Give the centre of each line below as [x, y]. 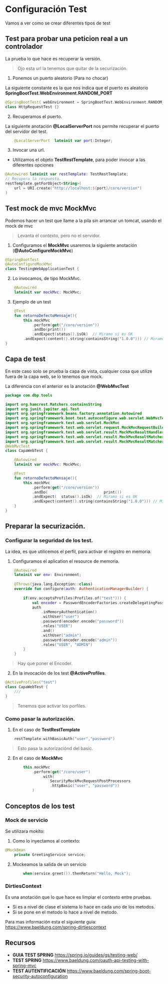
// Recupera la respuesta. [33, 179]
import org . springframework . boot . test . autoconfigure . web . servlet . [76, 418]
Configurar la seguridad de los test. [49, 540]
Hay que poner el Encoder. [45, 663]
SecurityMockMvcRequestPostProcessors [90, 781]
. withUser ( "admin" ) [61, 635]
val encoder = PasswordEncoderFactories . [76, 603]
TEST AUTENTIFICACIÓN [39, 970]
